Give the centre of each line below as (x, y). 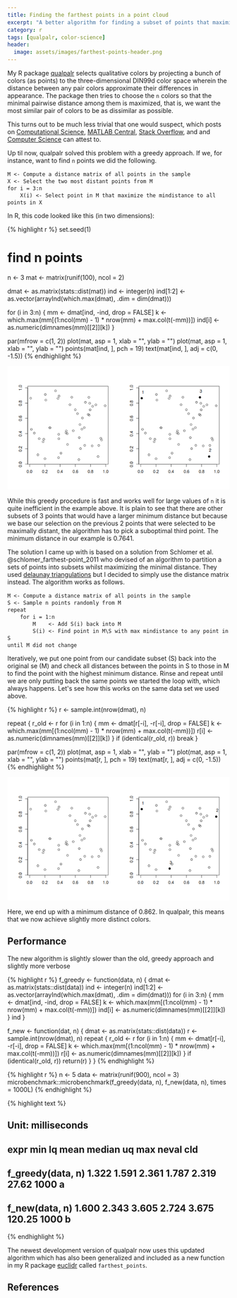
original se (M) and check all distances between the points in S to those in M (118, 666)
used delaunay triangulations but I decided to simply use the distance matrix (118, 574)
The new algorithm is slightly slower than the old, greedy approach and (111, 958)
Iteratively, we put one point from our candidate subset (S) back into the (112, 658)
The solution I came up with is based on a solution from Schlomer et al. (110, 552)
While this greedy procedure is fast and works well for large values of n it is (116, 501)
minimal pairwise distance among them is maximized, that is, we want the (114, 103)
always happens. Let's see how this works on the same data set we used (113, 688)
